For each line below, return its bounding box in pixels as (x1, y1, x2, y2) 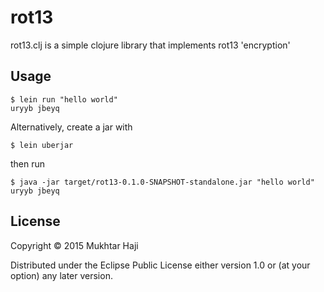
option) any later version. (10, 269, 113, 281)
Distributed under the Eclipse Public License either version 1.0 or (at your (10, 259, 311, 271)
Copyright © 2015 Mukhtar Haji (10, 239, 139, 251)
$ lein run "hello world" (10, 94, 118, 105)
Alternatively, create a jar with (10, 121, 133, 133)
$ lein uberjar (10, 140, 74, 150)
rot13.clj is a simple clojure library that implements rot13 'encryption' (10, 39, 291, 51)
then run (10, 157, 46, 170)
